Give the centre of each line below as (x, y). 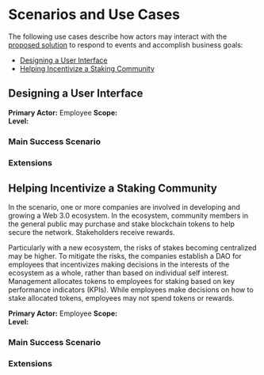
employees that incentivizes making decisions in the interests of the (119, 265)
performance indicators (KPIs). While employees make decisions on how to (131, 290)
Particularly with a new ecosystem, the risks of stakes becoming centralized (132, 248)
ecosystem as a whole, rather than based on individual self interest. (119, 273)
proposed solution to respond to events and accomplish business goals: (126, 44)
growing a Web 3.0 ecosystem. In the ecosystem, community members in (128, 216)
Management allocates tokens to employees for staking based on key (122, 282)
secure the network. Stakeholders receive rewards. (92, 233)
